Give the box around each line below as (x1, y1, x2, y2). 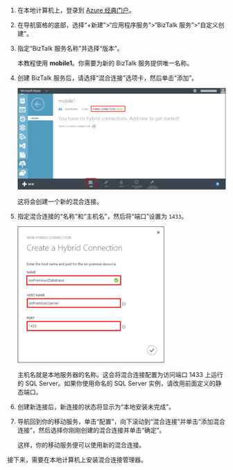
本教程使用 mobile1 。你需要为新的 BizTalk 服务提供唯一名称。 (17, 59, 193, 67)
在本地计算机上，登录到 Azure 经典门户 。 (17, 6, 135, 14)
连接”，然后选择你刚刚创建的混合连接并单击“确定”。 (17, 426, 166, 434)
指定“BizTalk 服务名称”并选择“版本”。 (17, 44, 123, 52)
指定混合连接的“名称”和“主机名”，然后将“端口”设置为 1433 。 (17, 212, 188, 220)
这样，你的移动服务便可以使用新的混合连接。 (17, 440, 146, 449)
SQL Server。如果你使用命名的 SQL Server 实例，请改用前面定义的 (25, 379, 216, 387)
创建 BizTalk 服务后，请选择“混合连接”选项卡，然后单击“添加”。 (17, 74, 198, 82)
